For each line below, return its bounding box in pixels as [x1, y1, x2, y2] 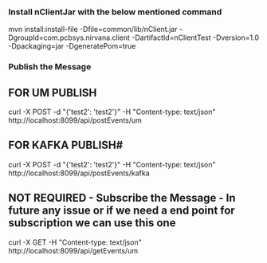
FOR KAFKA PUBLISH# [8, 139, 124, 152]
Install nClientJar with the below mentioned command [8, 6, 222, 18]
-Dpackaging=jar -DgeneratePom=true [8, 41, 136, 51]
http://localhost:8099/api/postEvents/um [8, 116, 142, 125]
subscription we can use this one [8, 216, 176, 230]
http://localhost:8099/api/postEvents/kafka [8, 168, 150, 178]
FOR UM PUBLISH [8, 86, 97, 100]
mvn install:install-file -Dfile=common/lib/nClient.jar [8, 25, 178, 34]
